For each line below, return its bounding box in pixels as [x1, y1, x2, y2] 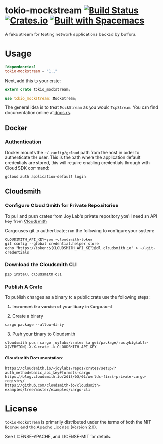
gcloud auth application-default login [5, 174, 86, 179]
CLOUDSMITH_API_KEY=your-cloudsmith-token [5, 237, 92, 242]
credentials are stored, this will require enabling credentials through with [5, 160, 150, 166]
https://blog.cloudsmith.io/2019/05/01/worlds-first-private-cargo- [5, 374, 147, 379]
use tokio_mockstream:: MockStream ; [5, 96, 77, 101]
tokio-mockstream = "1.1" [5, 68, 57, 74]
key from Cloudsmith [5, 218, 47, 224]
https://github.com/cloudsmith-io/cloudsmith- [5, 383, 101, 388]
